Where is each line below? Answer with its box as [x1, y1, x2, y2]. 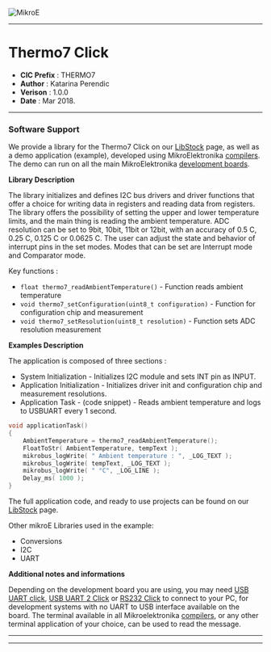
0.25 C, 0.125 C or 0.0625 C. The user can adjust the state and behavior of [8, 233, 256, 243]
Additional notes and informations [8, 570, 125, 579]
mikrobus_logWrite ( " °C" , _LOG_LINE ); [23, 467, 161, 475]
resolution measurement [19, 325, 102, 334]
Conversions [19, 536, 63, 546]
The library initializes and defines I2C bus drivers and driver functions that [8, 191, 255, 200]
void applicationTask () [8, 422, 89, 430]
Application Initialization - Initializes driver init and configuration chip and [19, 381, 262, 390]
